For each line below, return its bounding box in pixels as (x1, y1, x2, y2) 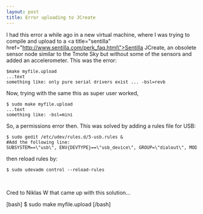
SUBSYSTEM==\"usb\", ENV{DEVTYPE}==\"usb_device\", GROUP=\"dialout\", (6, 144, 187, 151)
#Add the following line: (6, 139, 71, 145)
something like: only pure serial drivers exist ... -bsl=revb (6, 79, 166, 85)
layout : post (6, 8, 39, 15)
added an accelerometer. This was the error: (6, 57, 117, 64)
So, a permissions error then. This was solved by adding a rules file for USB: (6, 122, 196, 130)
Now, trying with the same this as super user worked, (6, 89, 139, 96)
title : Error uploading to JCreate (6, 14, 96, 20)
